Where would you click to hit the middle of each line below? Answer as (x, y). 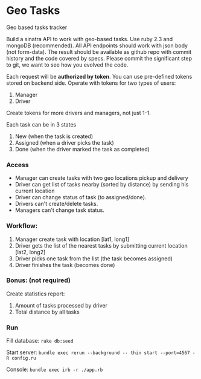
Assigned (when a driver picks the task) (65, 142)
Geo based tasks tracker (37, 27)
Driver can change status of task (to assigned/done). (81, 197)
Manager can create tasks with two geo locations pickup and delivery (101, 178)
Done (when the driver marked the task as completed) (82, 149)
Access (18, 165)
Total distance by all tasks (47, 312)
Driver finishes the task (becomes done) (65, 265)
